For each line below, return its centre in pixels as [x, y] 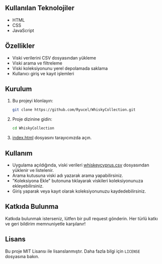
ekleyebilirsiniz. [28, 186]
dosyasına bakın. [22, 256]
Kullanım [19, 153]
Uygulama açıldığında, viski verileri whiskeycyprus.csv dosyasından [81, 165]
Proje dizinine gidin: [32, 119]
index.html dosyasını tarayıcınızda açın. [52, 138]
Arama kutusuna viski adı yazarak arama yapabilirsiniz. [68, 175]
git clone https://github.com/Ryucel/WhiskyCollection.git [74, 110]
